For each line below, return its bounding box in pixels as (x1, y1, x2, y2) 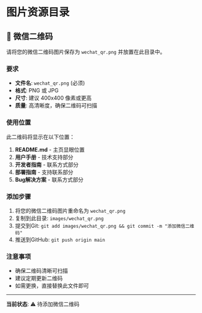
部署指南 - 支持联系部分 (14, 168, 74, 176)
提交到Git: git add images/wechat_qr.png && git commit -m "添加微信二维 (14, 222, 194, 229)
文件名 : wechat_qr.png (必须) (14, 79, 85, 87)
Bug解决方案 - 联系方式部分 (14, 176, 84, 183)
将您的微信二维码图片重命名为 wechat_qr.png (14, 207, 126, 214)
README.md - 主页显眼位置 (14, 146, 85, 153)
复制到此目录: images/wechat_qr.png (14, 214, 104, 222)
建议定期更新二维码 (14, 275, 63, 282)
